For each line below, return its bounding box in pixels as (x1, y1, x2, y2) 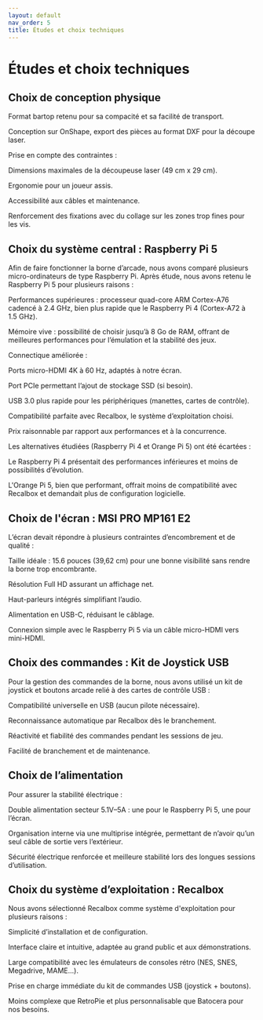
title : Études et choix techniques (8, 26, 125, 34)
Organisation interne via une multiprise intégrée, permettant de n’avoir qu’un (8, 829, 255, 838)
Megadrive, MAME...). (8, 966, 79, 975)
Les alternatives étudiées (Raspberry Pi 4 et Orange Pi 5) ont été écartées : (8, 442, 251, 451)
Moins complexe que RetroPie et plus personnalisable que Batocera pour (8, 996, 244, 1006)
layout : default (8, 11, 61, 20)
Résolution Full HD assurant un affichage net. (8, 580, 155, 588)
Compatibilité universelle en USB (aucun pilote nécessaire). (8, 700, 200, 710)
